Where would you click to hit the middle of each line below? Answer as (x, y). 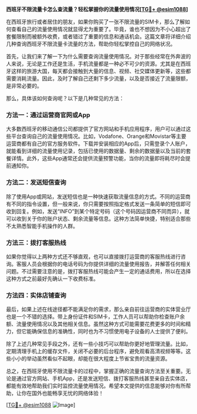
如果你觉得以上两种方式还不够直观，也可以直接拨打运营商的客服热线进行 (93, 256)
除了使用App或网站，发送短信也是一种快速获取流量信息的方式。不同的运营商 (98, 196)
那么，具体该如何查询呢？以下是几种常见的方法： (65, 98)
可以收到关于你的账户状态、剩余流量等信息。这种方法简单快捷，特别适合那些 (98, 218)
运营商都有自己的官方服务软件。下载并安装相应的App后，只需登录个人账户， (98, 144)
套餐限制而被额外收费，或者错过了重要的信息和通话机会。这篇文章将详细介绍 (98, 37)
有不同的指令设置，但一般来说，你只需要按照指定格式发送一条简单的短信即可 (98, 204)
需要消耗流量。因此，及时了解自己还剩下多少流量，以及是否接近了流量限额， (98, 78)
